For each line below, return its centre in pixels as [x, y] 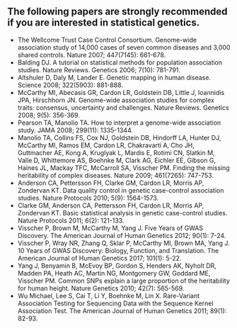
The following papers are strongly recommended [117, 12]
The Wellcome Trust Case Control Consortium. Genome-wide [107, 40]
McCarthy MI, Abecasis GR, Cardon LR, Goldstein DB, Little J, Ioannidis [121, 92]
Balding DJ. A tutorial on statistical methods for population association [120, 62]
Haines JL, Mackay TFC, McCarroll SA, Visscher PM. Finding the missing [123, 168]
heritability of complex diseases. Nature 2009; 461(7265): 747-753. [116, 175]
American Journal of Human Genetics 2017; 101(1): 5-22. [99, 258]
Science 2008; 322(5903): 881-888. [70, 85]
